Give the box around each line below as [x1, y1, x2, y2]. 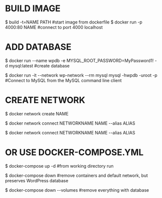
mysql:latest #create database [9, 63, 70, 68]
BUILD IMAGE [5, 3, 61, 14]
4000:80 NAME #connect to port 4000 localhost [5, 24, 103, 30]
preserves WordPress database [5, 177, 68, 183]
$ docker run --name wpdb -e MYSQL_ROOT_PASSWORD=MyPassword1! [5, 57, 154, 64]
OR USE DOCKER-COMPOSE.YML [5, 147, 144, 158]
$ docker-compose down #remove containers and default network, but [5, 172, 148, 178]
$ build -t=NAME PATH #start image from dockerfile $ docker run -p [5, 19, 142, 25]
